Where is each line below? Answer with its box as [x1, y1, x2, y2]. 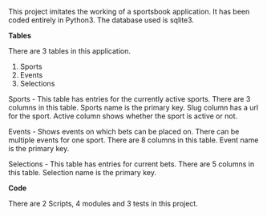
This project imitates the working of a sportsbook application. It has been [8, 7, 250, 16]
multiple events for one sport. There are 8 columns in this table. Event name [8, 135, 259, 145]
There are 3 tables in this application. [8, 46, 131, 55]
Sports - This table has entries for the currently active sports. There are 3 [8, 94, 251, 103]
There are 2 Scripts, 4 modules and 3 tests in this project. [8, 199, 198, 208]
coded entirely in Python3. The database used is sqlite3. [8, 15, 195, 25]
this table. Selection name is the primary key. [8, 168, 156, 177]
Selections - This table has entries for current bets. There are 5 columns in [8, 159, 255, 169]
